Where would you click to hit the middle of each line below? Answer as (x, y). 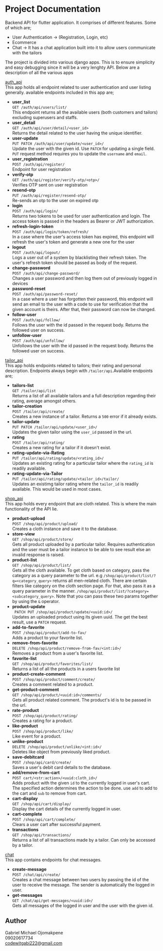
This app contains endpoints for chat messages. (53, 860)
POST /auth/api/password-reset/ (45, 294)
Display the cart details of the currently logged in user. (67, 808)
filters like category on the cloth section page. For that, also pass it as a (84, 586)
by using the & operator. (36, 601)
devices (20, 283)
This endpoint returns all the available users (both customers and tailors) (85, 112)
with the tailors (27, 53)
